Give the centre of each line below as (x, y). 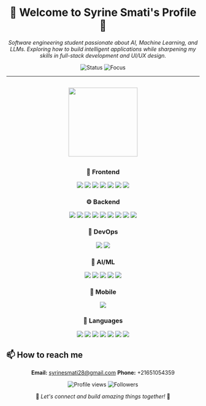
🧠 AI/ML (103, 262)
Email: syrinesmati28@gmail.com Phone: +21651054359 (103, 373)
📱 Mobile (103, 292)
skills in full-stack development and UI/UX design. (103, 55)
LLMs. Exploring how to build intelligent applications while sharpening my (103, 49)
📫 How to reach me (45, 355)
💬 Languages (103, 321)
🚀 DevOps (103, 232)
